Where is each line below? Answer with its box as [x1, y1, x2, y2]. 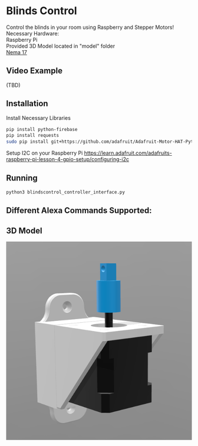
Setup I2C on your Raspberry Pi [6, 149, 83, 157]
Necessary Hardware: [6, 29, 60, 37]
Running [6, 173, 38, 183]
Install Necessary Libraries [6, 114, 71, 122]
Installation [6, 99, 48, 109]
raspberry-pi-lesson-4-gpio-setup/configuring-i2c [6, 156, 130, 163]
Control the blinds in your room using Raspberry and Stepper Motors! [6, 24, 174, 31]
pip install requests [6, 133, 60, 139]
